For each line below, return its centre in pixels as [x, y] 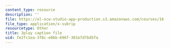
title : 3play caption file [34, 33]
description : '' [22, 14]
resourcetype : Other [27, 28]
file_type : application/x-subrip [40, 24]
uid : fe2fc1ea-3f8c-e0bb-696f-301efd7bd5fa [52, 38]
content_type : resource [30, 10]
